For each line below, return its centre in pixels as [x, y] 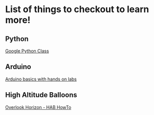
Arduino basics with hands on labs [41, 79]
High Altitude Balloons [41, 95]
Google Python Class [27, 51]
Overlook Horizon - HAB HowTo [38, 107]
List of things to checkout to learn [77, 9]
